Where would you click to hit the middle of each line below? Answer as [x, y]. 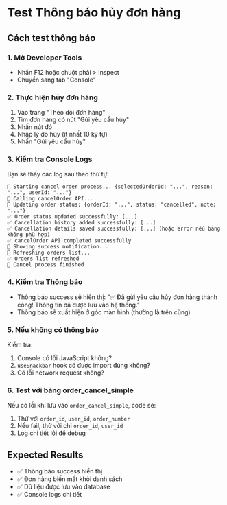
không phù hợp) [29, 235]
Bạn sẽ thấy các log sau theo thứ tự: [58, 174]
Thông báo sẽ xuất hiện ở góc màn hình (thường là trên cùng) [104, 312]
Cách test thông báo [51, 38]
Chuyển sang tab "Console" [56, 80]
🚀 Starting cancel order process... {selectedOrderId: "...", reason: [110, 187]
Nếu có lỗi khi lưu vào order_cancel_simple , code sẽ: [82, 406]
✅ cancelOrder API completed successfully [69, 241]
